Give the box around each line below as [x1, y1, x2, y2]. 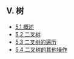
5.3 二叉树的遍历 [15, 38, 56, 46]
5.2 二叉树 [15, 30, 41, 38]
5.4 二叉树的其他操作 [15, 46, 68, 53]
